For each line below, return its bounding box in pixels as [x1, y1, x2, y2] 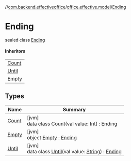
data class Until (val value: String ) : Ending [26, 148, 122, 155]
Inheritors [5, 48, 26, 54]
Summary [63, 106, 86, 113]
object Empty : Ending [26, 134, 77, 141]
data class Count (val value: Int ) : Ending [26, 120, 117, 127]
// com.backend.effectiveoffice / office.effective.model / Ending [5, 4, 126, 10]
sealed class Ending [5, 37, 45, 43]
